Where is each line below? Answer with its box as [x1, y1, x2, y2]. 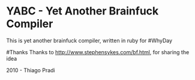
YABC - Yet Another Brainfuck [6, 4, 159, 18]
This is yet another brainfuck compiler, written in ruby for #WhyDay [6, 37, 173, 44]
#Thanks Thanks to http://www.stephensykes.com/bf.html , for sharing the [6, 48, 190, 55]
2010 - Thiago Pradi [6, 66, 55, 73]
